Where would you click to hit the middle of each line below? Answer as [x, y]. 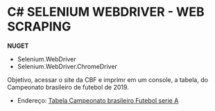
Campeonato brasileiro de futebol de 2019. [68, 87]
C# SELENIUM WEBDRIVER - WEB [106, 12]
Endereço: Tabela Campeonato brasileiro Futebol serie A [98, 100]
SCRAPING [39, 27]
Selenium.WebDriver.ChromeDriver [67, 66]
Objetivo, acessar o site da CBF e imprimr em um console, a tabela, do [108, 79]
